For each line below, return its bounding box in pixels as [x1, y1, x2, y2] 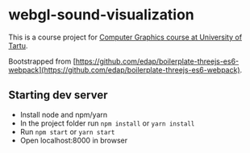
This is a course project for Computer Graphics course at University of [8, 32, 243, 42]
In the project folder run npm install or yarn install [19, 118, 195, 128]
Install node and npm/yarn [19, 110, 108, 119]
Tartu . [8, 40, 28, 50]
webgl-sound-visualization [8, 6, 195, 24]
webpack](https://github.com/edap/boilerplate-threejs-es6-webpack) [8, 64, 240, 74]
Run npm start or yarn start [19, 126, 115, 136]
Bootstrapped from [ [8, 56, 77, 66]
